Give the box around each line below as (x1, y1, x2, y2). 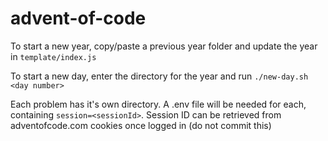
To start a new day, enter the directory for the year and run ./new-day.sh (10, 70, 309, 82)
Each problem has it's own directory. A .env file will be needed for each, (10, 98, 307, 110)
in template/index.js (10, 50, 97, 62)
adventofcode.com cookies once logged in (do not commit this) (10, 119, 272, 131)
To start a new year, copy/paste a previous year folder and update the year (10, 40, 318, 52)
